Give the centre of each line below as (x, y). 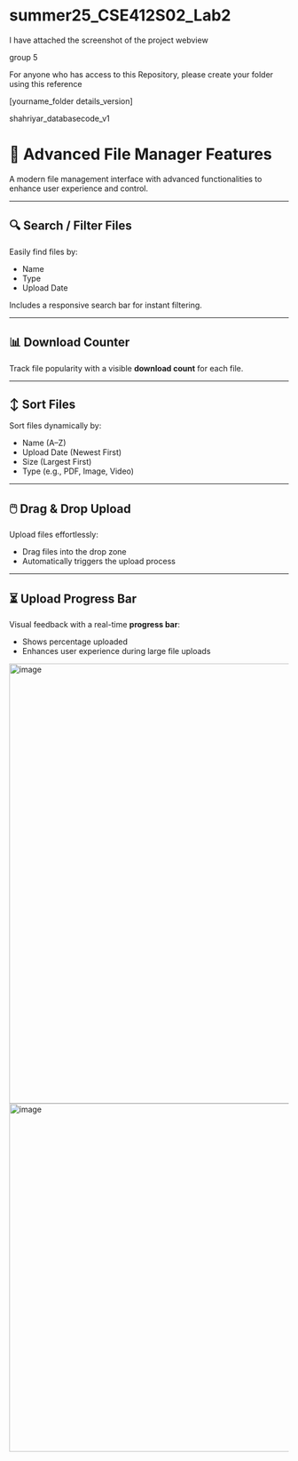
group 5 (24, 57)
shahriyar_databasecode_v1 (59, 118)
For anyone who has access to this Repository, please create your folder (141, 74)
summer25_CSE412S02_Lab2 (120, 16)
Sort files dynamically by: (55, 426)
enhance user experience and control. (79, 188)
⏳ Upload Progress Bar (73, 599)
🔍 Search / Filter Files (71, 226)
